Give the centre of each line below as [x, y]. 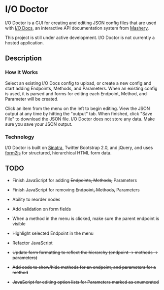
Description [23, 58]
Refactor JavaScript [32, 243]
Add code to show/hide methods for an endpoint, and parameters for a [84, 267]
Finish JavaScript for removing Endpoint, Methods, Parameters [76, 190]
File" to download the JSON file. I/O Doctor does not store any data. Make [80, 119]
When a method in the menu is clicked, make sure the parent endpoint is [86, 218]
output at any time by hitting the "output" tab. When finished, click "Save [79, 113]
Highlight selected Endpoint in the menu [53, 233]
